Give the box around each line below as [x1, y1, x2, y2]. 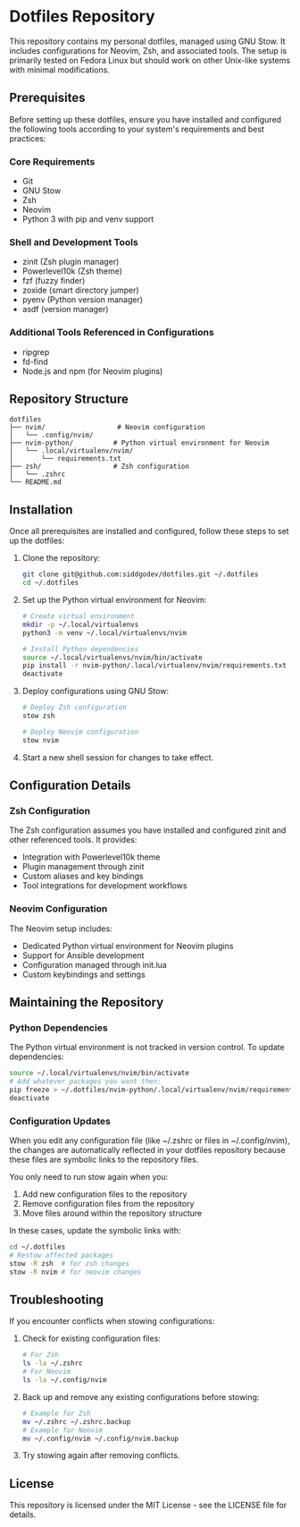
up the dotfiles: [9, 535, 65, 547]
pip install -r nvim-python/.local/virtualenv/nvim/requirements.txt [21, 661, 287, 670]
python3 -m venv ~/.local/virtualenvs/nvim [21, 628, 187, 637]
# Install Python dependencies [21, 644, 139, 654]
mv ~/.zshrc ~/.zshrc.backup [21, 1417, 131, 1426]
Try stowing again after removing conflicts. [21, 1450, 180, 1461]
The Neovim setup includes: [9, 923, 113, 934]
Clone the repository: [21, 553, 101, 564]
